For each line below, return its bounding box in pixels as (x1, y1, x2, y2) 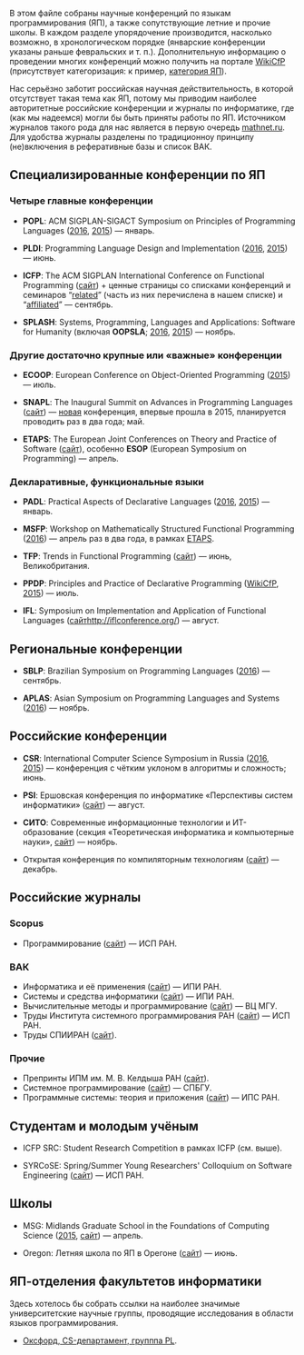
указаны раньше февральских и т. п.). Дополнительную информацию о (9, 46, 287, 57)
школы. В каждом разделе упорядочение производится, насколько (9, 27, 272, 37)
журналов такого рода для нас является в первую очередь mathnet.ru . (9, 122, 286, 133)
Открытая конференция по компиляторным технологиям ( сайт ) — (22, 853, 279, 864)
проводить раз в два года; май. (22, 415, 145, 426)
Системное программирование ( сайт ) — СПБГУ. (22, 1082, 212, 1093)
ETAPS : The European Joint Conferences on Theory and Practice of (22, 433, 278, 444)
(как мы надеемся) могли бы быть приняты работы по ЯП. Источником (9, 113, 286, 123)
